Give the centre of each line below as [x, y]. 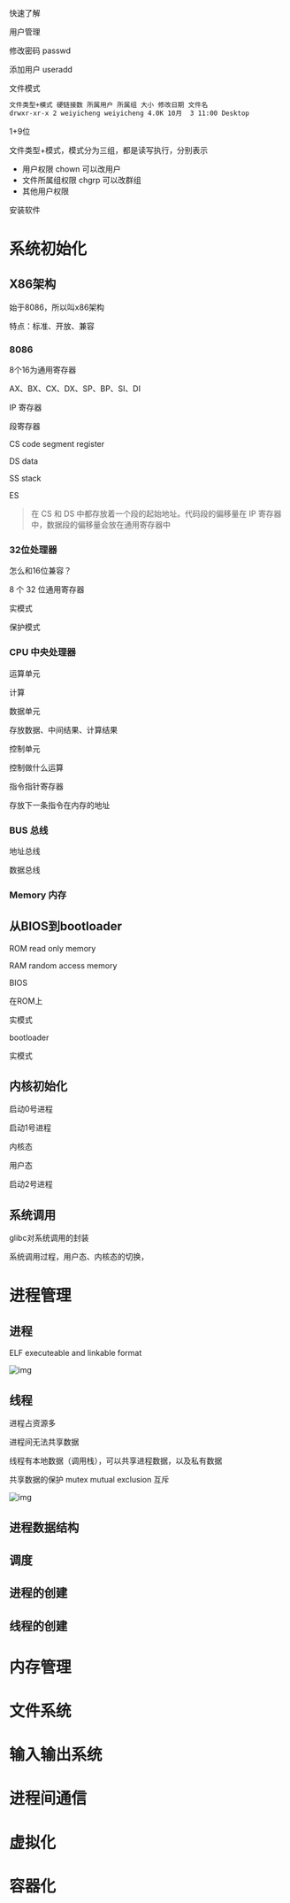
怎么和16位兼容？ [41, 571]
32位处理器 [33, 550]
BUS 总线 [29, 830]
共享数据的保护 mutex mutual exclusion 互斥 [89, 1480]
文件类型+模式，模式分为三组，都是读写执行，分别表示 [109, 150]
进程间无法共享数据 [44, 1442]
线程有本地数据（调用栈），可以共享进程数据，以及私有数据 [116, 1461]
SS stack [25, 478]
